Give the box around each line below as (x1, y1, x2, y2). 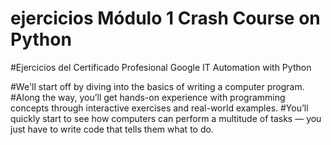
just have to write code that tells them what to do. (10, 123, 214, 135)
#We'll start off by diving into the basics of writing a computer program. (10, 80, 305, 92)
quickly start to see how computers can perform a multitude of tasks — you (10, 112, 322, 124)
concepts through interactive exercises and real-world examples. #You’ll (10, 102, 309, 114)
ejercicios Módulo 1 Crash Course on (10, 7, 321, 30)
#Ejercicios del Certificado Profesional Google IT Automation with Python (10, 61, 312, 73)
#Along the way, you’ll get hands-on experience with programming (10, 91, 286, 103)
